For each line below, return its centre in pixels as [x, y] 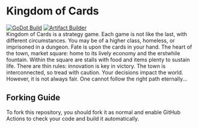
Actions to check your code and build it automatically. [73, 118]
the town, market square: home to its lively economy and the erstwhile [93, 53]
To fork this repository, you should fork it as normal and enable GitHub [93, 112]
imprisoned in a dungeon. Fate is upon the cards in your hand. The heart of [99, 47]
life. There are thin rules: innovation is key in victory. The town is [86, 66]
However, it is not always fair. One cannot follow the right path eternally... [97, 79]
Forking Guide [33, 98]
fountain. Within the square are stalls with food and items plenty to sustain [98, 59]
